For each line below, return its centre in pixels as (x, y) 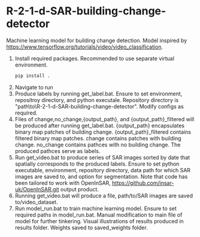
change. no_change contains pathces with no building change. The (98, 145)
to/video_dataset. (36, 202)
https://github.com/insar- (143, 183)
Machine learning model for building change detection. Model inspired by (97, 40)
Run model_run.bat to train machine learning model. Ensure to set (96, 208)
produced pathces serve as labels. (57, 151)
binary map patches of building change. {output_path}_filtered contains (103, 132)
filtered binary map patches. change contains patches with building (98, 138)
